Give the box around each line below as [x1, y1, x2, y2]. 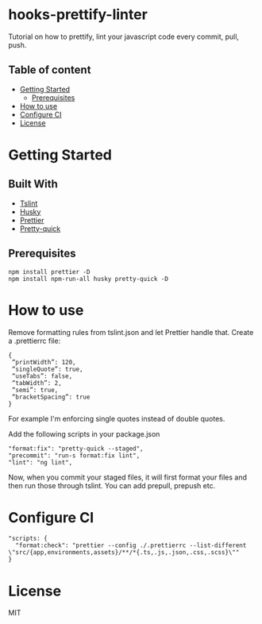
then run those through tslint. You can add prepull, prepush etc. [8, 480, 216, 490]
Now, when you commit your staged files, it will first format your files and [8, 472, 248, 482]
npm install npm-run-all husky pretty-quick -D [8, 275, 169, 283]
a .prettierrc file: [8, 336, 61, 345]
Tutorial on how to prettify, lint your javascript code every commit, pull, [8, 32, 240, 41]
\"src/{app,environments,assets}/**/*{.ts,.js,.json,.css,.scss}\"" [8, 549, 240, 557]
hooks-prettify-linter [8, 6, 148, 24]
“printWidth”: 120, [11, 358, 77, 366]
